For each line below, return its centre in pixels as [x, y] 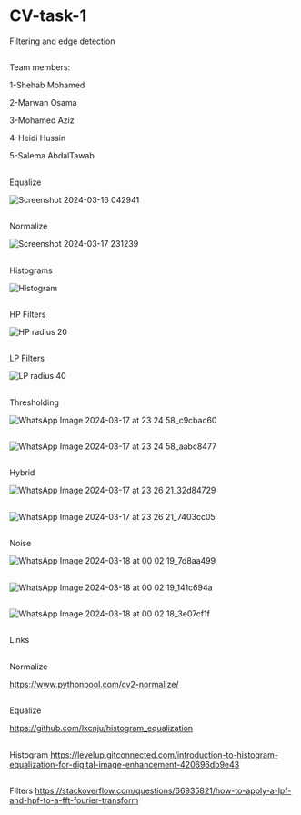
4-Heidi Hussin [38, 138]
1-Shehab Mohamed [47, 85]
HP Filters [28, 314]
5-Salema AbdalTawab [52, 156]
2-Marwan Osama [43, 103]
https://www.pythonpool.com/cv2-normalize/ [94, 684]
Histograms [31, 270]
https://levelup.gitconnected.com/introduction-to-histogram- [164, 754]
